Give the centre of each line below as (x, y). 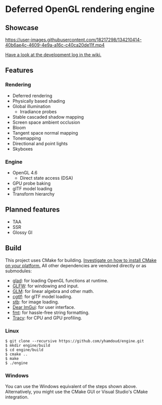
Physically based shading (39, 101)
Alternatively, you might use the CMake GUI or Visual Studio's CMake (76, 392)
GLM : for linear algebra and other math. (53, 291)
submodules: (18, 271)
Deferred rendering (32, 96)
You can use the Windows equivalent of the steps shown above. (71, 386)
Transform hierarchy (33, 194)
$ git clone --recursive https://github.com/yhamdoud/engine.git (74, 341)
